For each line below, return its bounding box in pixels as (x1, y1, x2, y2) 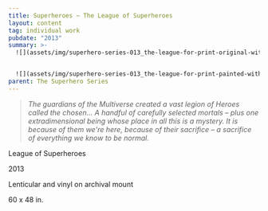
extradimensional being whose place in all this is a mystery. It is (27, 116, 238, 126)
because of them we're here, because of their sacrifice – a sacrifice (27, 124, 252, 134)
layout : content (8, 19, 62, 27)
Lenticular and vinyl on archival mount (8, 179, 134, 189)
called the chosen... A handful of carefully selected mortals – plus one (27, 107, 259, 117)
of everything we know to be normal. (27, 133, 149, 143)
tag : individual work (8, 26, 81, 34)
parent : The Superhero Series (8, 77, 109, 85)
